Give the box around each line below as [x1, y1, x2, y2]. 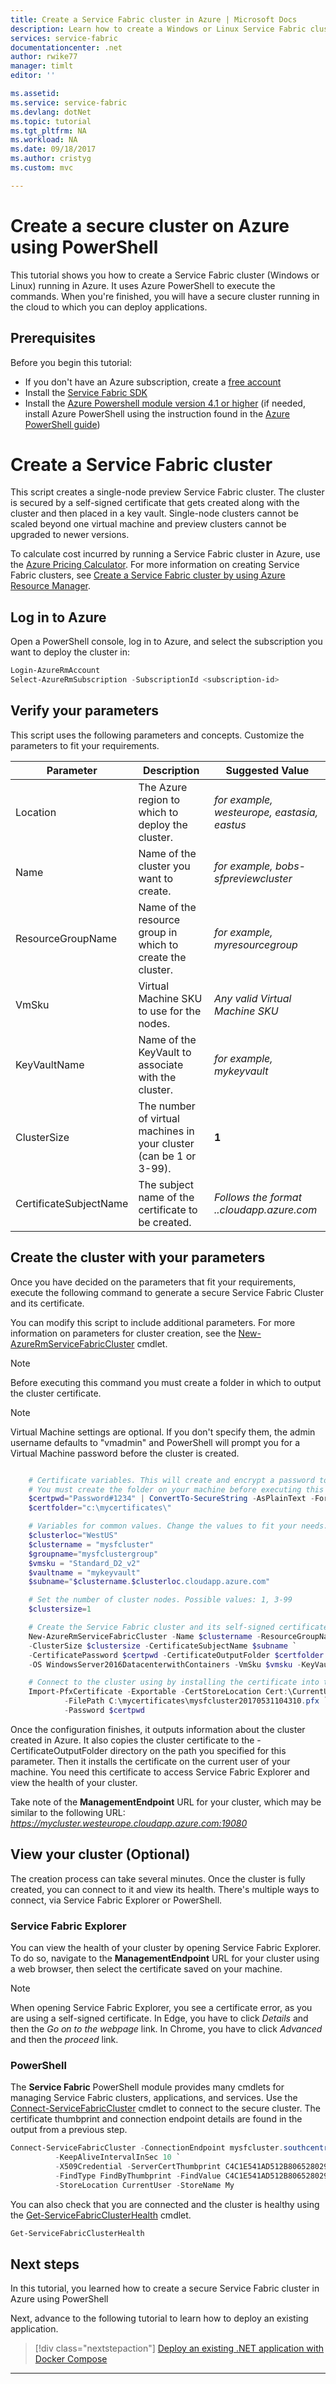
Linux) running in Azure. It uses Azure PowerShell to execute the [10, 279, 276, 291]
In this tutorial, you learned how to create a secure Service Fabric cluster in [10, 2282, 320, 2295]
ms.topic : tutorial [10, 116, 92, 126]
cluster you [138, 859, 191, 873]
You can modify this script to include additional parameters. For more [10, 1316, 296, 1328]
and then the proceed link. [10, 2033, 119, 2045]
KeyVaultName [15, 1057, 85, 1071]
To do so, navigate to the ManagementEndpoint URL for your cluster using [10, 1952, 320, 1964]
